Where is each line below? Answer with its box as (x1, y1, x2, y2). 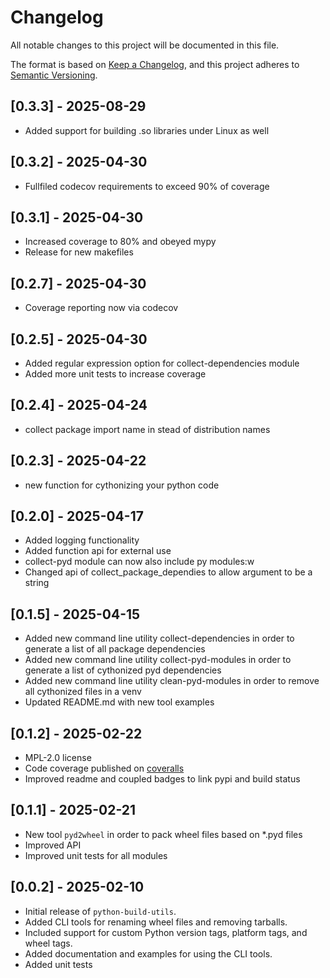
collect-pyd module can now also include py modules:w (24, 556, 255, 568)
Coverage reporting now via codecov (24, 302, 179, 314)
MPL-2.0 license (24, 752, 92, 764)
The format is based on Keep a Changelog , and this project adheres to (10, 58, 300, 70)
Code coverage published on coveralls (24, 762, 185, 775)
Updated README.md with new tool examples (24, 696, 215, 708)
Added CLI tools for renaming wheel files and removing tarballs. (24, 916, 288, 928)
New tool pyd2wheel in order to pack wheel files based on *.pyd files (24, 828, 303, 840)
